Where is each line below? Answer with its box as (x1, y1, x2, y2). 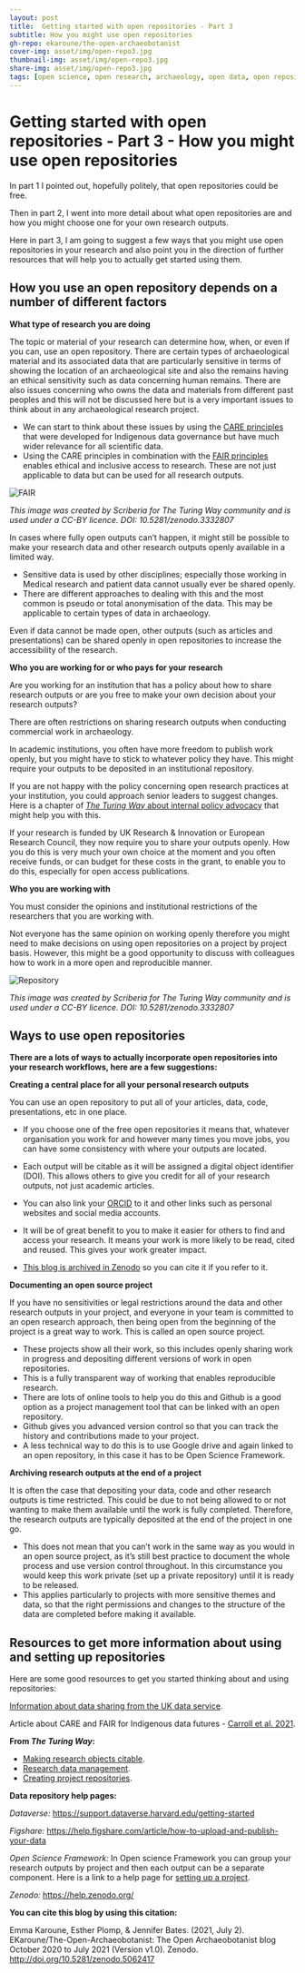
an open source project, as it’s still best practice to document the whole (22, 1551, 290, 1562)
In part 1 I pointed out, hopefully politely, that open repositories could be (9, 180, 279, 191)
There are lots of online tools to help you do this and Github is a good (22, 1392, 281, 1403)
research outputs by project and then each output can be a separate (9, 1862, 265, 1873)
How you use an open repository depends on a (9, 281, 279, 296)
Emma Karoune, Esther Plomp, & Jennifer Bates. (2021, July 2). (9, 1925, 245, 1936)
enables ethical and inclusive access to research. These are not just (22, 459, 277, 470)
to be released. (22, 1580, 80, 1591)
